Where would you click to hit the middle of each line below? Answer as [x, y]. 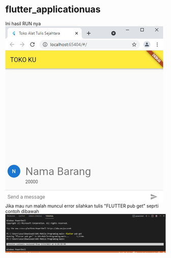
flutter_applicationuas [53, 9]
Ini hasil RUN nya [23, 24]
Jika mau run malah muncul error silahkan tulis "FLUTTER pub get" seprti [82, 206]
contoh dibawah [22, 211]
